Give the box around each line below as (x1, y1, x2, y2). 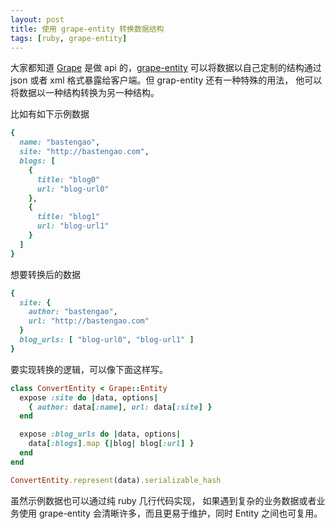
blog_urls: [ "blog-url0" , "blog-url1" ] (19, 335, 195, 345)
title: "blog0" (36, 174, 101, 185)
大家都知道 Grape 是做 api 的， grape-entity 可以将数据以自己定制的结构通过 (10, 62, 322, 74)
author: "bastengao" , (28, 307, 118, 317)
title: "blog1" (36, 212, 101, 222)
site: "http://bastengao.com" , (19, 147, 150, 157)
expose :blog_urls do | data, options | (19, 429, 182, 440)
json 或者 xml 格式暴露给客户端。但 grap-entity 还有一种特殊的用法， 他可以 (10, 74, 323, 86)
